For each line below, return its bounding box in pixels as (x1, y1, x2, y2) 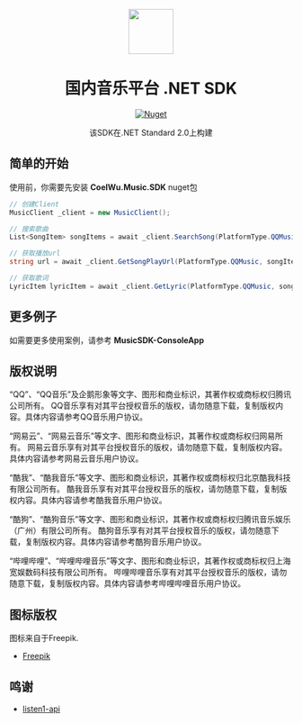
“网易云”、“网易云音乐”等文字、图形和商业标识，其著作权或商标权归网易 (9, 430, 276, 441)
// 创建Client (9, 199, 60, 209)
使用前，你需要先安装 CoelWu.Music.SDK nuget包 (9, 181, 198, 193)
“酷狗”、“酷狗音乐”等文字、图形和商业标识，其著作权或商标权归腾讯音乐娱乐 (9, 514, 291, 525)
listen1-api (22, 703, 61, 714)
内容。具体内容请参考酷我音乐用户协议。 (16, 495, 167, 506)
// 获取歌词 (9, 274, 49, 283)
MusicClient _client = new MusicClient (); (9, 208, 171, 217)
